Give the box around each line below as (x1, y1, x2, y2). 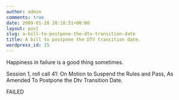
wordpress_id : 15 (6, 43, 50, 49)
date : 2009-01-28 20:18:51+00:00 (6, 20, 90, 26)
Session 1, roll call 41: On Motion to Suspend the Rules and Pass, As (6, 70, 174, 77)
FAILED (6, 88, 24, 95)
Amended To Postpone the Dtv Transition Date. (6, 76, 123, 84)
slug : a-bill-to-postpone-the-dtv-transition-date (6, 31, 136, 37)
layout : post (6, 25, 39, 32)
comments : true (6, 14, 44, 20)
